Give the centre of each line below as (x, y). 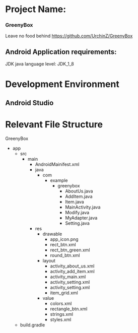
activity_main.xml (68, 277)
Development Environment (62, 84)
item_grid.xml (64, 293)
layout (49, 260)
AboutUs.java (79, 191)
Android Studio (29, 103)
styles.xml (61, 319)
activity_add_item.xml (72, 271)
